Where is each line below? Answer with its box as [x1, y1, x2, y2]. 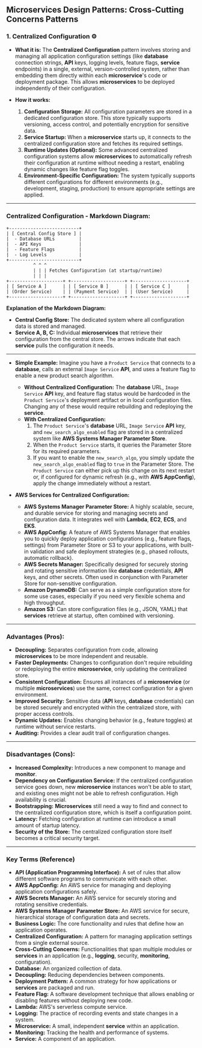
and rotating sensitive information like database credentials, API [23, 566, 183, 574]
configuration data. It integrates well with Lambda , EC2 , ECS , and [23, 515, 187, 523]
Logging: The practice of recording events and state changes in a [14, 1009, 179, 1017]
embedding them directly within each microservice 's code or [14, 72, 168, 79]
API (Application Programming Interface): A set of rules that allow [14, 868, 182, 876]
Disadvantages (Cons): [6, 750, 75, 759]
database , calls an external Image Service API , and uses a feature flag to [14, 365, 196, 372]
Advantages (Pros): [6, 632, 65, 641]
